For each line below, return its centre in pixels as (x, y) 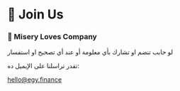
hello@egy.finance (35, 80)
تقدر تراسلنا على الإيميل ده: (44, 66)
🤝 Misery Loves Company (52, 37)
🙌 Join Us (35, 15)
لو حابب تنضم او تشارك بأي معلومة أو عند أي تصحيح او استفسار (90, 52)
